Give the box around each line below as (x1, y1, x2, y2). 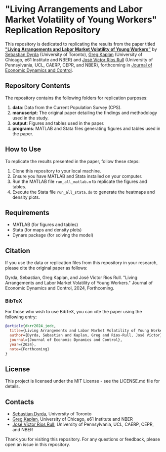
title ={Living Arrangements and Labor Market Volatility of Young (9, 328, 149, 333)
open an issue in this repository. (5, 442, 70, 448)
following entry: (5, 314, 37, 320)
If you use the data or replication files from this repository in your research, (5, 260, 158, 266)
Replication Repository (5, 25, 101, 36)
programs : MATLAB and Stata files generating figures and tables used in (12, 125, 161, 131)
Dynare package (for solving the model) (12, 232, 94, 238)
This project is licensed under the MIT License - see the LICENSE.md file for (5, 378, 160, 384)
